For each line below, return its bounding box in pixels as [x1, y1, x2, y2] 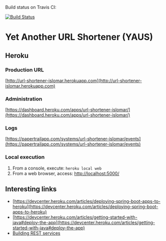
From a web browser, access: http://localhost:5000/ [12, 170, 119, 176]
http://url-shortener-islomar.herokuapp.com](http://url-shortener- [6, 77, 142, 83]
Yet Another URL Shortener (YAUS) [5, 31, 153, 43]
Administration [5, 95, 42, 102]
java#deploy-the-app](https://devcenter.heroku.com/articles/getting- [12, 219, 155, 225]
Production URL [5, 66, 44, 73]
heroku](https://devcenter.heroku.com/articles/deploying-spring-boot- [12, 203, 158, 209]
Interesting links [5, 185, 57, 193]
